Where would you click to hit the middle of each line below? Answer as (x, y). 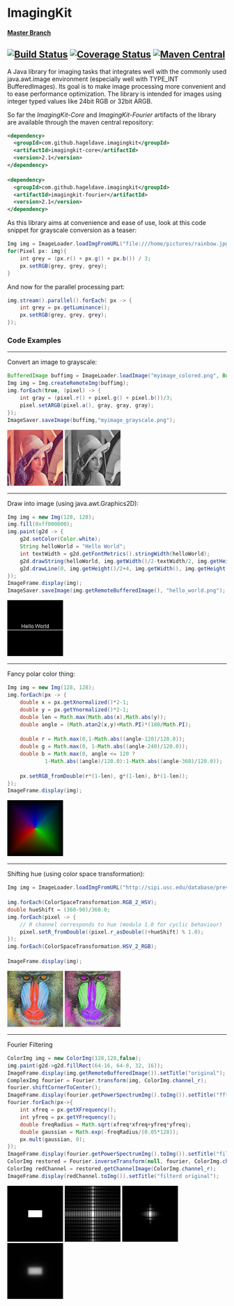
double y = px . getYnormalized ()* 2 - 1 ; (75, 710)
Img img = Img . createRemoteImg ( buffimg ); (68, 383)
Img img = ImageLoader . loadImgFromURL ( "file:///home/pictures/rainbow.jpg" (119, 244)
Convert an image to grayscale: (52, 362)
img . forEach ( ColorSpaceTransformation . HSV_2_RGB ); (82, 947)
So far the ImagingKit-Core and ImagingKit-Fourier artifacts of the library (112, 115)
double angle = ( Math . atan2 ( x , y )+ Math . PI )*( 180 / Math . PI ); (106, 725)
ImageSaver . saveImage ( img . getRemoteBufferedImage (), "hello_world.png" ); (117, 591)
